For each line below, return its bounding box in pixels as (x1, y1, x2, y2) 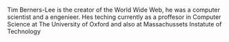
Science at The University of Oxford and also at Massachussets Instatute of (7, 20, 222, 28)
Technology (7, 27, 41, 35)
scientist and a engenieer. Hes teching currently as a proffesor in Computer (7, 13, 221, 21)
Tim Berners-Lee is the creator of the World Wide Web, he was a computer (7, 6, 221, 14)
